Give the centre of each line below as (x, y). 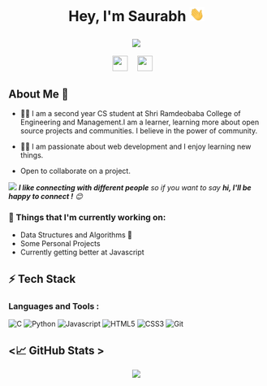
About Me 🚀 (39, 94)
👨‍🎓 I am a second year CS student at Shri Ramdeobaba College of (130, 114)
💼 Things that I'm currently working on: (87, 218)
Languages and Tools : (54, 306)
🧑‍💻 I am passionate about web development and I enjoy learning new (136, 147)
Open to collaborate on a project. (75, 171)
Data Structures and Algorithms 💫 (76, 235)
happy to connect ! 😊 (46, 197)
